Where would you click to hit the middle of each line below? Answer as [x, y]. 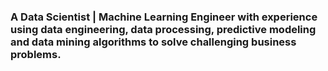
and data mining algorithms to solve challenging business [153, 42]
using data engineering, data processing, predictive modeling [163, 29]
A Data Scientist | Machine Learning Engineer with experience [164, 17]
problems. [36, 54]
